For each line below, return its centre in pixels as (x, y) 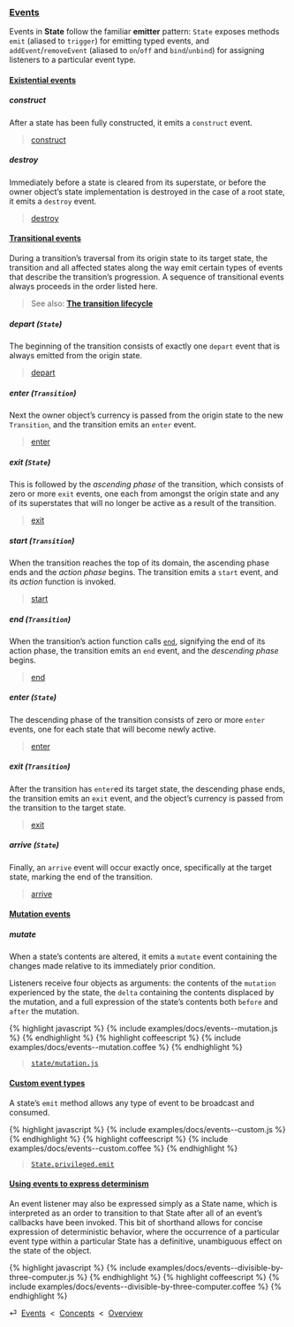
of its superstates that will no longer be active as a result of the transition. (143, 502)
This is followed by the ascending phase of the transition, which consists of (147, 484)
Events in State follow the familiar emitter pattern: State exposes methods (144, 32)
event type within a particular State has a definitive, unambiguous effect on (146, 1241)
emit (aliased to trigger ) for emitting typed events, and (109, 41)
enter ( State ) (33, 697)
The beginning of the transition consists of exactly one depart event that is (145, 346)
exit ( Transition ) (40, 766)
